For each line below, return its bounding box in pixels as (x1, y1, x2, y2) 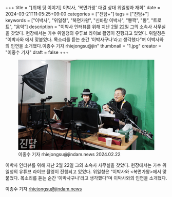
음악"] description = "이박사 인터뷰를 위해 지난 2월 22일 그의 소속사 (15, 24, 152, 30)
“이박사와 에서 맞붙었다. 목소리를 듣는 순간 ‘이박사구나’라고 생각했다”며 (5, 36, 146, 42)
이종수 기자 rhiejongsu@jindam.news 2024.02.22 (18, 151, 121, 158)
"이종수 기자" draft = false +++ (5, 49, 69, 55)
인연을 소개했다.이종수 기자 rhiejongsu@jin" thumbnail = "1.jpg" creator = (10, 43, 162, 49)
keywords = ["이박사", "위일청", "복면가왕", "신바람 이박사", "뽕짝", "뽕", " (5, 17, 154, 23)
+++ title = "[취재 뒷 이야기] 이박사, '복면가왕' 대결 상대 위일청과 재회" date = (5, 5, 161, 10)
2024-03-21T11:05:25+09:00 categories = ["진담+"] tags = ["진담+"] (5, 11, 149, 17)
